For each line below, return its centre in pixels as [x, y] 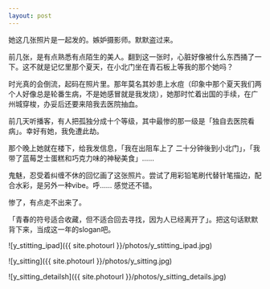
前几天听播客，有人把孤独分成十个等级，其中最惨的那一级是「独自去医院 [128, 120]
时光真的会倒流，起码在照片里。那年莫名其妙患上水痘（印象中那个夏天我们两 [135, 83]
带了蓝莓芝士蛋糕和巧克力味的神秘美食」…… [82, 158]
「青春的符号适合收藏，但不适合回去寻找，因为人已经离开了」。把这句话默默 [133, 219]
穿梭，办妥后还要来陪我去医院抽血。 [82, 104]
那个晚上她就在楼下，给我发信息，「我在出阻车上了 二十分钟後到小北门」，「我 [134, 148]
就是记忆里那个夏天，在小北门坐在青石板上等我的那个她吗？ [135, 67]
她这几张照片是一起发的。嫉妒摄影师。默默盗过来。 [93, 39]
